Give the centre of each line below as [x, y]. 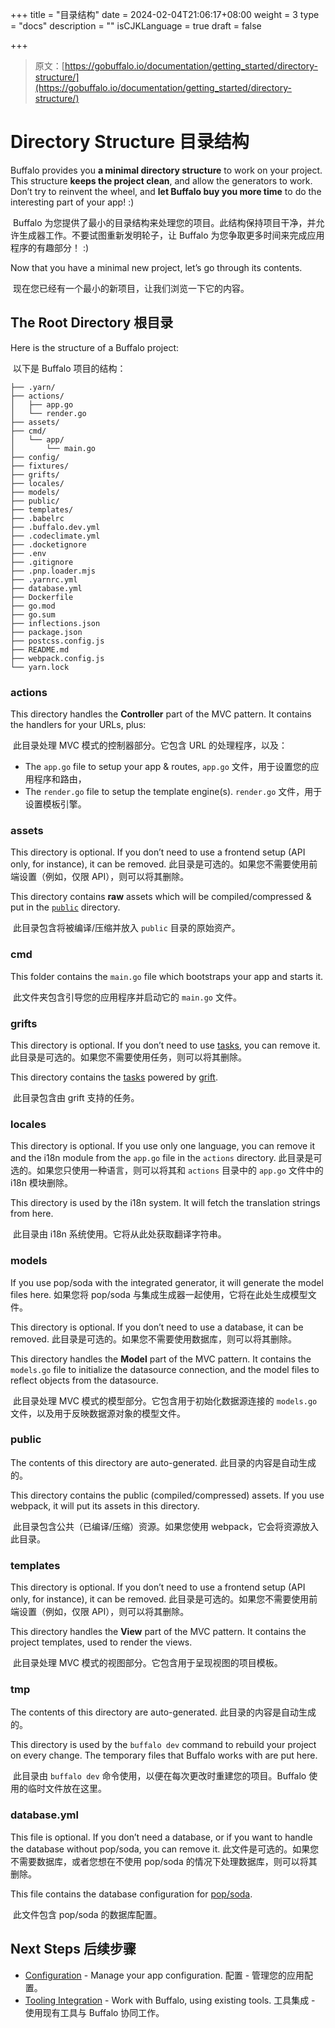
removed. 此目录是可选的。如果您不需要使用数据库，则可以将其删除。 [153, 1339]
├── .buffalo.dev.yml [55, 527]
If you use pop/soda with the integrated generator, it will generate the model [167, 1282]
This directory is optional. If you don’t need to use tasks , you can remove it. [165, 1045]
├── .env [28, 553]
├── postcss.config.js [57, 641]
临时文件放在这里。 [67, 1789]
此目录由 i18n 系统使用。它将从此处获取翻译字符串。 [119, 1234]
